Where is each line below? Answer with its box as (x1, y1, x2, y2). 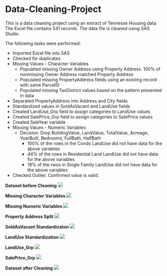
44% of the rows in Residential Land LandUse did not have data (27, 151, 159, 157)
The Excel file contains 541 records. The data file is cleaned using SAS (5, 25, 150, 31)
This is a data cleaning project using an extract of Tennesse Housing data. (5, 20, 158, 26)
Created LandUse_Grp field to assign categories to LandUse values (12, 108, 151, 114)
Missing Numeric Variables (5, 203, 63, 209)
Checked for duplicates (12, 55, 61, 61)
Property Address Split (5, 213, 54, 219)
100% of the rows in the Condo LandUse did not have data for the (27, 140, 163, 146)
